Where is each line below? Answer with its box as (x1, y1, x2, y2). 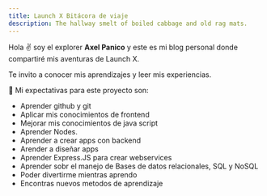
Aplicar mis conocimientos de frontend (19, 109, 150, 119)
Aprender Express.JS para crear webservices (19, 152, 172, 162)
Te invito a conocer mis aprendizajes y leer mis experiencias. (8, 70, 212, 79)
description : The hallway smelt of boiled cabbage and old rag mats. (8, 19, 248, 28)
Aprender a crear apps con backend (19, 135, 142, 145)
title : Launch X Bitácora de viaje (8, 11, 129, 20)
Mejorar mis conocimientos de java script (19, 118, 159, 128)
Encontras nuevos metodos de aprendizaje (19, 178, 163, 188)
